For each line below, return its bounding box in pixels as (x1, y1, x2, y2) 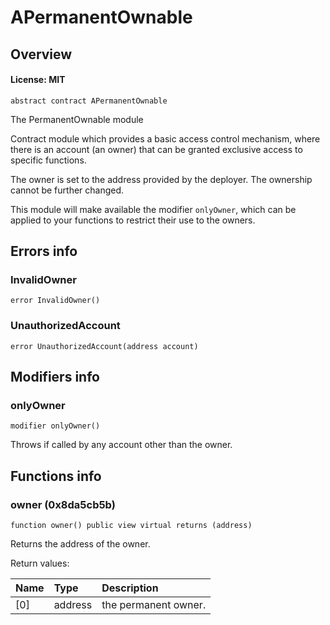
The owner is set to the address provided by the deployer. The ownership (10, 173, 313, 185)
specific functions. (10, 154, 87, 166)
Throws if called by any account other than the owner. (10, 439, 233, 451)
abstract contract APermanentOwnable (10, 96, 168, 106)
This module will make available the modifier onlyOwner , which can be (10, 203, 297, 215)
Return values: (10, 557, 70, 570)
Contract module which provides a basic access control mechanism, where (10, 132, 321, 145)
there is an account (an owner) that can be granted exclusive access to (10, 143, 303, 155)
